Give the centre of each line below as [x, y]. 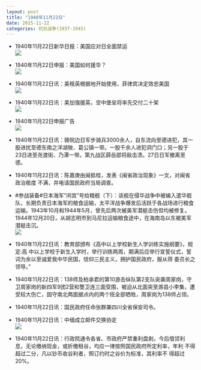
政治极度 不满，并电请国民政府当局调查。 [66, 183]
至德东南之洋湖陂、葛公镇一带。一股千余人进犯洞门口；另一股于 [110, 148]
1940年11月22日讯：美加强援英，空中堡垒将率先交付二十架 [87, 103]
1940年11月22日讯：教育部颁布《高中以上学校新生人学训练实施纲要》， [101, 244]
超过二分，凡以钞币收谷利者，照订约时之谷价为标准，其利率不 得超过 [100, 354]
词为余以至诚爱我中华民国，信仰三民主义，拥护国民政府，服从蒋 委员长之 [105, 259]
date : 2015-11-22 [28, 23]
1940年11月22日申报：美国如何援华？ [61, 65]
